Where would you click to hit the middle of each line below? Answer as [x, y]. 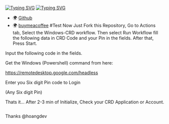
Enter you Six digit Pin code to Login [43, 82]
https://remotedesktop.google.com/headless [52, 73]
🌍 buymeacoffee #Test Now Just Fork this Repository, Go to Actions [84, 25]
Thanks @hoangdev [26, 116]
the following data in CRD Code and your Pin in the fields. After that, [83, 38]
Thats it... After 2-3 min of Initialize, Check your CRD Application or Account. [85, 102]
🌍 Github [22, 18]
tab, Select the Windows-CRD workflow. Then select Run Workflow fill [85, 33]
